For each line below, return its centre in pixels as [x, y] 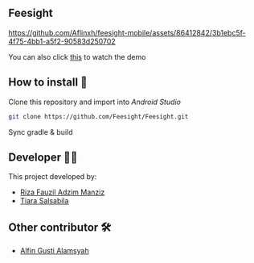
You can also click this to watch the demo [77, 56]
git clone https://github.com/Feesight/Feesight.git [98, 116]
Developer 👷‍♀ [43, 157]
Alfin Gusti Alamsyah [55, 251]
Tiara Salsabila [44, 201]
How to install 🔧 [48, 83]
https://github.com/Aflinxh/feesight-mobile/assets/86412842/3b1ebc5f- [127, 32]
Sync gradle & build [41, 131]
